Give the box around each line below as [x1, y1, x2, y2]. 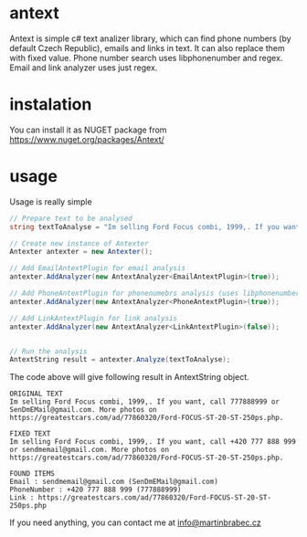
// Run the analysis [9, 346, 89, 356]
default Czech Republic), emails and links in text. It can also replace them [9, 42, 285, 53]
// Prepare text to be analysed [9, 214, 132, 223]
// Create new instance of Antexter [9, 238, 149, 248]
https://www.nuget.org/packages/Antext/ [9, 133, 164, 144]
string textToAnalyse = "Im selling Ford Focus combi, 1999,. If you [9, 222, 281, 231]
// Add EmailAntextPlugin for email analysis [9, 264, 185, 273]
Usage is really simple [9, 195, 93, 207]
